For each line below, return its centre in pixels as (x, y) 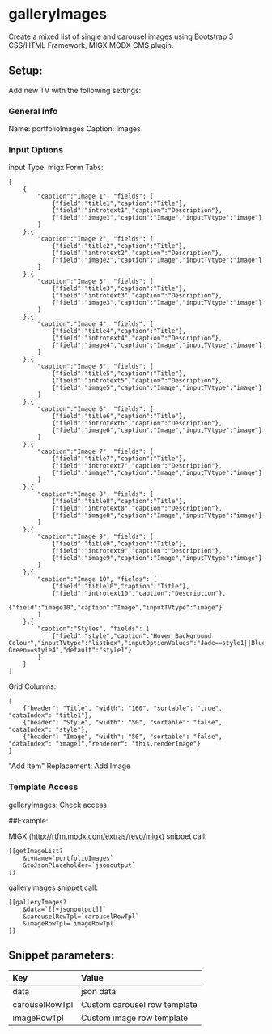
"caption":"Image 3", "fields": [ (96, 282)
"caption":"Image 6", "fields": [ (96, 409)
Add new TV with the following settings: (75, 90)
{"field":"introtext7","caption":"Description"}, (137, 466)
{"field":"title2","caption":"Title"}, (119, 246)
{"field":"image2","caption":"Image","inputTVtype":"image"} (157, 260)
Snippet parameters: (62, 956)
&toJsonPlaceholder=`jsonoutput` (79, 865)
